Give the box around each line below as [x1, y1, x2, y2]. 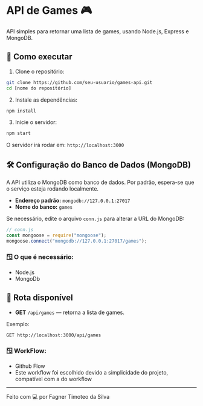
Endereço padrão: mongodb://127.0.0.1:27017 [14, 197, 130, 205]
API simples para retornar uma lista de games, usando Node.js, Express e [6, 27, 189, 35]
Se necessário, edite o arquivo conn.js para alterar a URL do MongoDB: [6, 215, 185, 223]
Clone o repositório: [14, 68, 65, 75]
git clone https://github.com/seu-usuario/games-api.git [6, 79, 153, 85]
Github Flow [14, 362, 45, 370]
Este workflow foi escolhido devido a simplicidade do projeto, [14, 369, 169, 376]
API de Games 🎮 [6, 4, 92, 18]
